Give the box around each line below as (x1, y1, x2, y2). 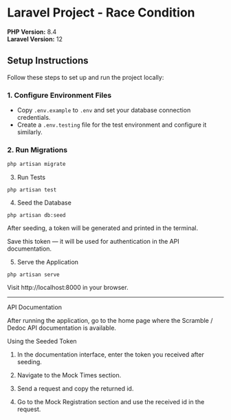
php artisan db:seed (7, 212, 67, 219)
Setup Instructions (7, 55, 89, 67)
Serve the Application (16, 258, 79, 266)
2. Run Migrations (7, 145, 67, 154)
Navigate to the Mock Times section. (16, 371, 122, 379)
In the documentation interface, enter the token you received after (16, 350, 204, 359)
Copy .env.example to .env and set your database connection (16, 106, 191, 114)
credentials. (16, 114, 51, 122)
